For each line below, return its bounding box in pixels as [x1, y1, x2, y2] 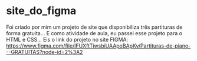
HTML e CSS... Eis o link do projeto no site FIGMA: [6, 36, 129, 43]
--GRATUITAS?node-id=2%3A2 [6, 48, 83, 55]
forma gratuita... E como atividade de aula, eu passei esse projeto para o [6, 29, 183, 36]
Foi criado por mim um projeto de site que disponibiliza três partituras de [6, 23, 183, 30]
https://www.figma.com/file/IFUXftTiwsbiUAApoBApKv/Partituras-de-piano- [6, 42, 191, 49]
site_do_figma [6, 4, 77, 18]
